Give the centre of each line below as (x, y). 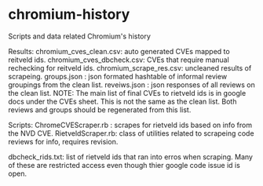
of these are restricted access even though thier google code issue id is (124, 165)
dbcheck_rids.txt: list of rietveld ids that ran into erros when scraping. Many (131, 157)
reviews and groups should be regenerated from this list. (100, 109)
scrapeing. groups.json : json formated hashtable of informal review (118, 76)
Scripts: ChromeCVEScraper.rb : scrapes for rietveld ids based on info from (130, 125)
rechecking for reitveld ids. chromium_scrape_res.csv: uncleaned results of (130, 67)
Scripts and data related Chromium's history (80, 36)
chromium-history (69, 15)
